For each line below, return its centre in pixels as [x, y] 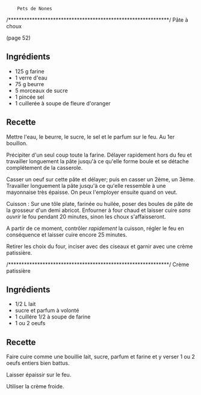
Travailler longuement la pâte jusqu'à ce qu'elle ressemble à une [86, 185]
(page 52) [19, 38]
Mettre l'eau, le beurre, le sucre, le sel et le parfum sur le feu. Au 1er [91, 137]
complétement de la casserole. [45, 167]
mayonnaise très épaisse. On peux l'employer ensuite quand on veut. [92, 192]
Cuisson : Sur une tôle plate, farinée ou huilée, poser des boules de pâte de [100, 204]
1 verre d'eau [31, 78]
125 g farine [29, 71]
